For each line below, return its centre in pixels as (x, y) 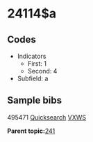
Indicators (32, 56)
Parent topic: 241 (31, 131)
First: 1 (37, 64)
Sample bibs (35, 100)
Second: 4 (42, 71)
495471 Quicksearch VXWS (47, 117)
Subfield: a (33, 78)
